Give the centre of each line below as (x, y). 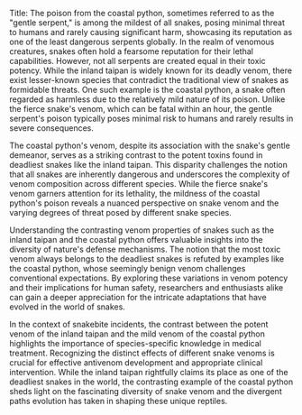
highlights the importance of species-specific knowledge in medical (135, 343)
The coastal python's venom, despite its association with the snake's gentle (150, 145)
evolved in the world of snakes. (68, 307)
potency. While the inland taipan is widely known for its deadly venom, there (151, 70)
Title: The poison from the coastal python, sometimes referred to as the (142, 13)
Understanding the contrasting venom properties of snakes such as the (142, 230)
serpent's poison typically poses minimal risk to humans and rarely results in (151, 118)
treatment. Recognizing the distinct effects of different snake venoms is (142, 353)
